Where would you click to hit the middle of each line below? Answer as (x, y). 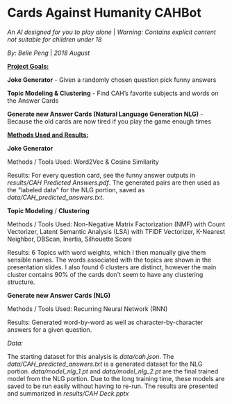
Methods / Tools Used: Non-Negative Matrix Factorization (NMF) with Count (116, 224)
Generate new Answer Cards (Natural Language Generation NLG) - (105, 114)
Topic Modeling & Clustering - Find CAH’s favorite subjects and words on (113, 93)
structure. (21, 282)
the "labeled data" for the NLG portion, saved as (76, 190)
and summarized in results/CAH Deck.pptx (68, 393)
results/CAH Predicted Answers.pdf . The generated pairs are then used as (114, 183)
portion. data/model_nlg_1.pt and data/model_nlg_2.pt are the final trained (113, 371)
